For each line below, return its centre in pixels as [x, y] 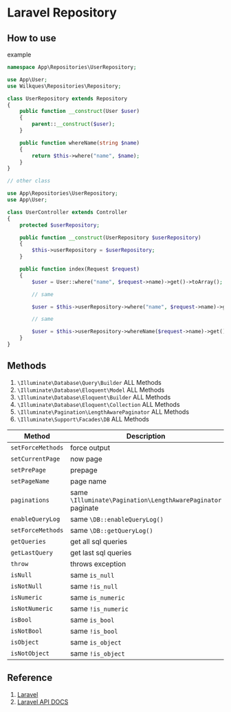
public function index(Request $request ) [79, 269]
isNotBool [26, 631]
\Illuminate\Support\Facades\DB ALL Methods [83, 419]
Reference [30, 678]
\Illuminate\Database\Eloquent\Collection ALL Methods [98, 404]
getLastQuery [32, 553]
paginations [30, 500]
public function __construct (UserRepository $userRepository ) [110, 238]
